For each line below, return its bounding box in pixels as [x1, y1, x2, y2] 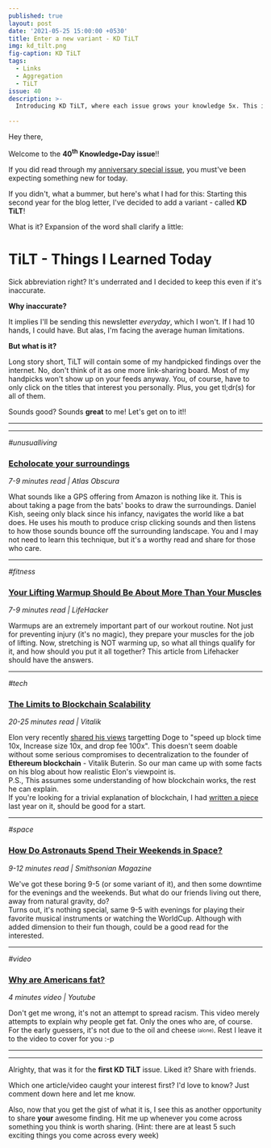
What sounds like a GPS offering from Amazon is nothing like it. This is [8, 491, 242, 502]
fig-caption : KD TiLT [8, 49, 81, 57]
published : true [8, 11, 63, 20]
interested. [8, 930, 44, 940]
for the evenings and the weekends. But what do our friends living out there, [8, 887, 262, 897]
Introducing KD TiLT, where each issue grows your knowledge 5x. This [15, 102, 258, 110]
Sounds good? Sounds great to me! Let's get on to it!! [8, 406, 187, 417]
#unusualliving [8, 438, 58, 447]
